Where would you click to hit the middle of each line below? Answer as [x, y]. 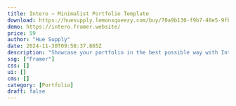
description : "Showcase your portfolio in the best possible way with [113, 53]
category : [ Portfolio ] [40, 85]
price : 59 [22, 33]
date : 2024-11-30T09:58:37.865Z [54, 46]
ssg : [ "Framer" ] [31, 59]
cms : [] [19, 78]
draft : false [26, 91]
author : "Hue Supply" [39, 40]
